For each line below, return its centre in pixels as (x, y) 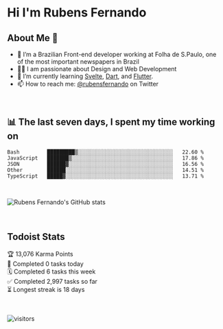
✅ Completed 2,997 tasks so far (52, 281)
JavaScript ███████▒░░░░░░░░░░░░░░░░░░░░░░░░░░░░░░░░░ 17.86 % (106, 158)
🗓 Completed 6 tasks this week (51, 271)
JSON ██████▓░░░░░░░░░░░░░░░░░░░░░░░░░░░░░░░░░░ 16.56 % (106, 164)
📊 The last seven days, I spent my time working (111, 122)
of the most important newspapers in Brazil (78, 62)
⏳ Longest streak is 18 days (46, 289)
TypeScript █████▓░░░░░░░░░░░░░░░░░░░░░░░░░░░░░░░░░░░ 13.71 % (106, 176)
